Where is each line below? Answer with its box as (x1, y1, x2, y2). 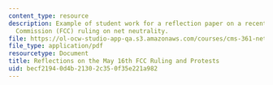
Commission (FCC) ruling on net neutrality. (15, 27, 169, 35)
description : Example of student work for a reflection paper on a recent (8, 19, 267, 28)
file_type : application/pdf (8, 42, 104, 50)
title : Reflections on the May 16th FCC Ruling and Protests (8, 57, 220, 66)
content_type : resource (8, 11, 89, 20)
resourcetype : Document (8, 49, 89, 57)
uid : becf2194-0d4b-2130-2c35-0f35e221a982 (8, 65, 158, 73)
